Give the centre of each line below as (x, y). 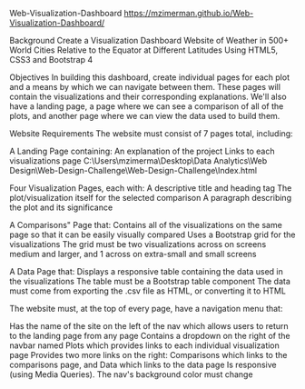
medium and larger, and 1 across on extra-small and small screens (133, 254)
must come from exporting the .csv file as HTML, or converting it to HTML (148, 291)
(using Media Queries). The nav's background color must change (131, 374)
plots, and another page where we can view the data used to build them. (145, 116)
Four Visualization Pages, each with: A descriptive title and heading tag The (151, 188)
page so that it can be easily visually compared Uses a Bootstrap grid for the (152, 234)
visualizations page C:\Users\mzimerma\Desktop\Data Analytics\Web (138, 161)
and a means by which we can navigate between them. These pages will (145, 87)
